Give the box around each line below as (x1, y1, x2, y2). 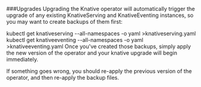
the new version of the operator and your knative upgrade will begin (6, 49, 178, 57)
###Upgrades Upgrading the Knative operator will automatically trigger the (6, 5, 196, 12)
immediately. (6, 56, 38, 63)
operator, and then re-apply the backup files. (6, 74, 119, 81)
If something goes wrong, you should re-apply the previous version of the (6, 68, 192, 75)
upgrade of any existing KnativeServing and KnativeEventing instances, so (6, 12, 194, 19)
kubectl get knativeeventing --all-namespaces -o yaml (6, 37, 144, 43)
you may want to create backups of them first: (6, 18, 123, 25)
